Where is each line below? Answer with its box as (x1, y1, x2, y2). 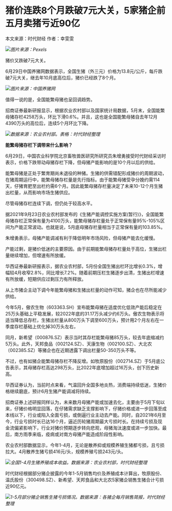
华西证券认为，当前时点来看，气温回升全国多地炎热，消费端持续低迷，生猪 (5, 382, 162, 388)
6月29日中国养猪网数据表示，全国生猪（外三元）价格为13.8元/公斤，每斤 (5, 68, 159, 74)
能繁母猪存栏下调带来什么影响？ (5, 142, 73, 148)
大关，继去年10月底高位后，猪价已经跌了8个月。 (16, 74, 119, 81)
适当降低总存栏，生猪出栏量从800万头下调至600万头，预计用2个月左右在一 (5, 317, 164, 323)
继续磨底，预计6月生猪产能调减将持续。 (9, 388, 94, 394)
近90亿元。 (5, 483, 29, 489)
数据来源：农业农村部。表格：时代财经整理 (10, 131, 100, 137)
